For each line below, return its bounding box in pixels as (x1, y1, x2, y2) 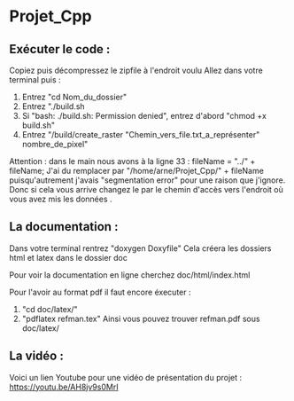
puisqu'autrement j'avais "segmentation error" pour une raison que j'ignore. (9, 175, 286, 185)
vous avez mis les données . (9, 193, 112, 204)
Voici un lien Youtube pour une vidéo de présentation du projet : (9, 372, 243, 382)
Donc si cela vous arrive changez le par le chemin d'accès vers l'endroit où (9, 185, 283, 194)
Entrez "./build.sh (21, 101, 86, 112)
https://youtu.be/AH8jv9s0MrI (9, 381, 119, 392)
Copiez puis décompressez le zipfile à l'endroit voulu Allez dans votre (9, 65, 263, 75)
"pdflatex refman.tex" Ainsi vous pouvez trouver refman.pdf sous (21, 313, 260, 324)
